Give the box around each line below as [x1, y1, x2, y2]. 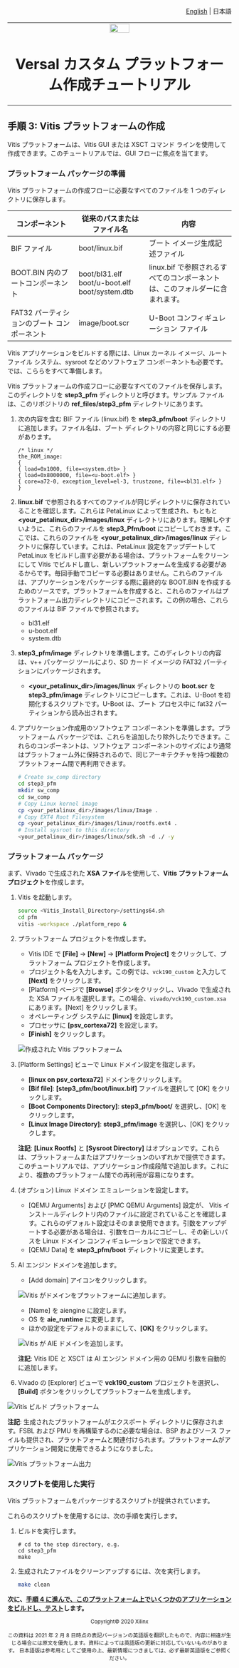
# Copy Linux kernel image [17, 800, 98, 807]
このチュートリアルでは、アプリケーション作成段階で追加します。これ [17, 1162, 223, 1170]
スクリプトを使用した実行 [7, 1479, 95, 1489]
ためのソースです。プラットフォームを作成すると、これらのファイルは [17, 587, 223, 595]
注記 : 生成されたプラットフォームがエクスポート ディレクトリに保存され [7, 1418, 218, 1426]
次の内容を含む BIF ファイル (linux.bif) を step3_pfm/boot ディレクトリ [17, 415, 226, 424]
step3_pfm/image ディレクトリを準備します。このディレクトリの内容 [17, 649, 222, 658]
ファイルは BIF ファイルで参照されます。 [23, 605, 143, 613]
